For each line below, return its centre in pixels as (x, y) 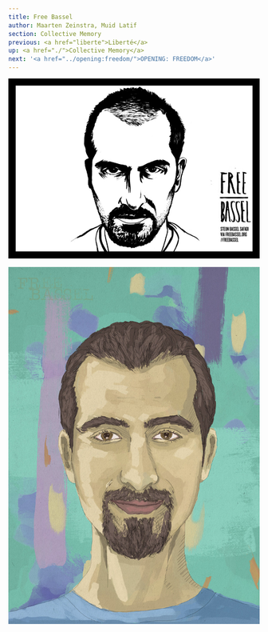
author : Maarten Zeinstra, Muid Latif (73, 25)
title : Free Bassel (41, 17)
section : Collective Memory (55, 34)
